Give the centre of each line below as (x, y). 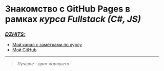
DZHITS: (15, 34)
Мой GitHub (24, 50)
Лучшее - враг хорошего (43, 64)
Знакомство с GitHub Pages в (68, 9)
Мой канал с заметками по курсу (47, 45)
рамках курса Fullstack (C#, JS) (73, 19)
